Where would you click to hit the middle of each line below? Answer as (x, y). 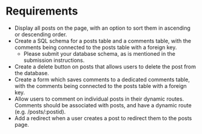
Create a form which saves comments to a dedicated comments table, (102, 79)
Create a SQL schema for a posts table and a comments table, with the (103, 41)
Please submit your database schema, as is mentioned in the (99, 53)
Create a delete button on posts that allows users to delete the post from (105, 66)
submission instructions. (54, 60)
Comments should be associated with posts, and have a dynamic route (103, 105)
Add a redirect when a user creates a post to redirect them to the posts (103, 118)
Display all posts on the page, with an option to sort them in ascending (102, 28)
